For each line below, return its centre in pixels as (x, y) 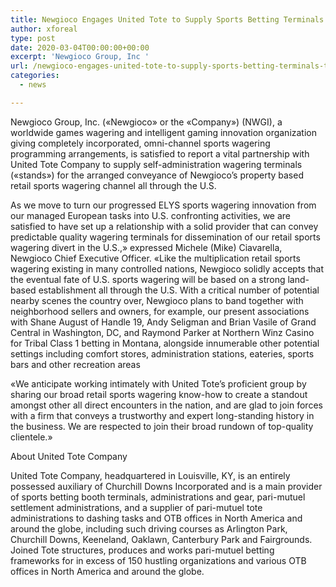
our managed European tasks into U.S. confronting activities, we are (151, 215)
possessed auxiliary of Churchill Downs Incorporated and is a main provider (166, 486)
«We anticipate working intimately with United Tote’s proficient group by (158, 383)
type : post (33, 38)
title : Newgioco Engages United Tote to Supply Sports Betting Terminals (167, 19)
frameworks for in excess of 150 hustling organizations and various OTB (158, 560)
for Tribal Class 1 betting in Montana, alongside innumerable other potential (165, 343)
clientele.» (31, 437)
